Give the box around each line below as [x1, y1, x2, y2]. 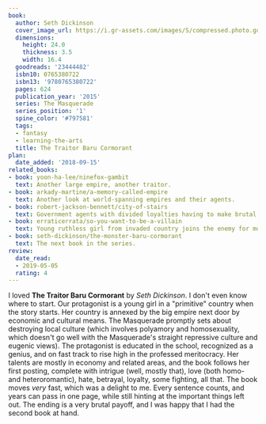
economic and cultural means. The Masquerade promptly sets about [8, 316, 232, 325]
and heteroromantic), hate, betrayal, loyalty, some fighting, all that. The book [8, 375, 258, 384]
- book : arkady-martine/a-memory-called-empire [8, 187, 169, 196]
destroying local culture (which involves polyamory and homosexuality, [8, 324, 240, 334]
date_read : [15, 254, 51, 262]
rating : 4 [15, 269, 47, 277]
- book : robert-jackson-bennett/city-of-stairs [8, 203, 169, 210]
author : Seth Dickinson [15, 19, 93, 27]
